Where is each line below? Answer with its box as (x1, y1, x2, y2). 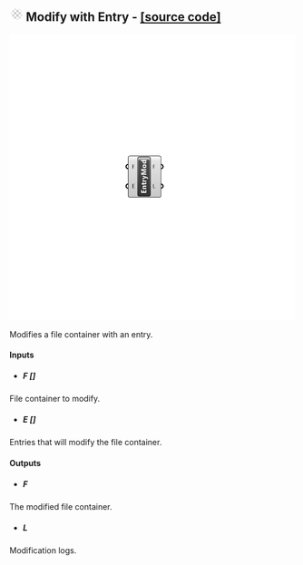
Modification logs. (9, 544, 77, 556)
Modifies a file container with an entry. (9, 328, 153, 339)
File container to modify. (9, 394, 101, 404)
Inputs (9, 349, 34, 361)
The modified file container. (9, 501, 112, 511)
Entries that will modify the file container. (9, 437, 162, 448)
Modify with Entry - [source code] (25, 9, 221, 25)
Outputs (9, 457, 42, 468)
